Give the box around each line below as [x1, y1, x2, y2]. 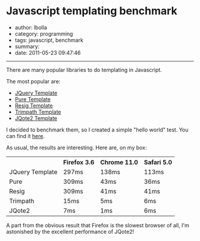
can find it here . [6, 132, 45, 139]
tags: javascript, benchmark [14, 36, 83, 43]
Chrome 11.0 [100, 158, 139, 166]
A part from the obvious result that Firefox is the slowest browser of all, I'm [6, 221, 189, 229]
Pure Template [14, 95, 51, 102]
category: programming [14, 30, 73, 37]
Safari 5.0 [143, 158, 173, 166]
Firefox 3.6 [63, 158, 95, 166]
